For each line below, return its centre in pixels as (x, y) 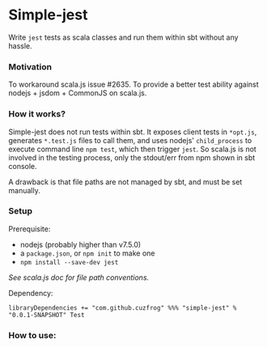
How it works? (37, 114)
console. (23, 166)
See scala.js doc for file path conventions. (79, 277)
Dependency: (31, 293)
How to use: (32, 335)
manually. (24, 190)
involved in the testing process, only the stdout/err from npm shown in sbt (132, 157)
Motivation (30, 66)
